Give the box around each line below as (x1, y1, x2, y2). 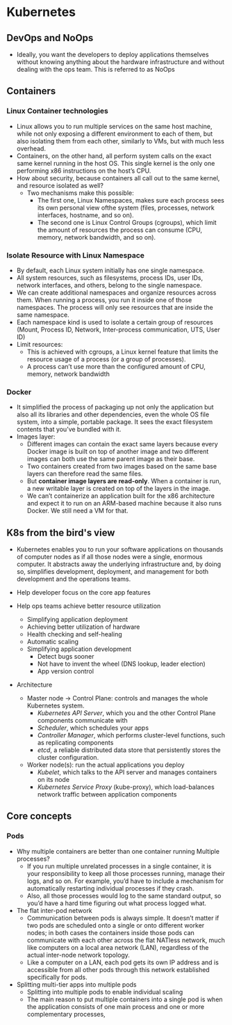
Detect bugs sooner (37, 652, 94, 661)
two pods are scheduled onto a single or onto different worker (26, 921, 205, 930)
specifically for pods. (26, 973, 88, 981)
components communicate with (37, 717, 128, 725)
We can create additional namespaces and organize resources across (16, 288, 217, 297)
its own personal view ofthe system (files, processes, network (37, 203, 215, 212)
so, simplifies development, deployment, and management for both (16, 568, 209, 576)
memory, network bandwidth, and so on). (37, 233, 156, 241)
